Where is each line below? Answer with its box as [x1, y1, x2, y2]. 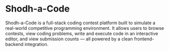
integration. [24, 41, 49, 47]
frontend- [133, 36, 154, 42]
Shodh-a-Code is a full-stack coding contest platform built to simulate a [5, 20, 156, 26]
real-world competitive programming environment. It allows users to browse [5, 25, 164, 31]
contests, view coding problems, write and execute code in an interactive [5, 30, 158, 36]
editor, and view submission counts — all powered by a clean [5, 36, 133, 42]
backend [5, 41, 24, 47]
